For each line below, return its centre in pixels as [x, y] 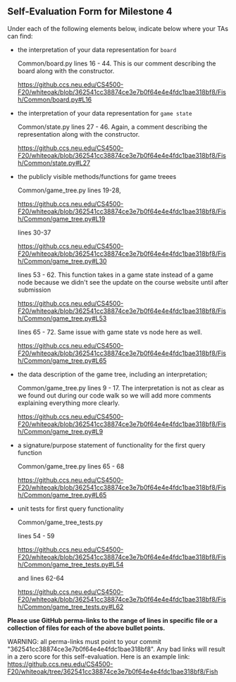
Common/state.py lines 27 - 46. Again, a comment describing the [112, 127]
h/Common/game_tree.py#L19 [61, 218]
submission [34, 290]
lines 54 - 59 [36, 535]
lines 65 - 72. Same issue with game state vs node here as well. [110, 332]
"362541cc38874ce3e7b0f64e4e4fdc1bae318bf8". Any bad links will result [116, 649]
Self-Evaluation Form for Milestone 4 [90, 12]
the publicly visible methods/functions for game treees [97, 176]
